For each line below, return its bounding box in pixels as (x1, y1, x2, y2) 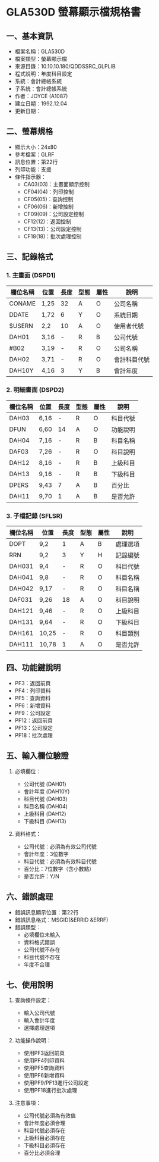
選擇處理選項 (23, 1024, 55, 1032)
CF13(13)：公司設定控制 (23, 225, 82, 232)
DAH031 (9, 562, 34, 570)
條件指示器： (14, 173, 46, 180)
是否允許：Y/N (23, 873, 59, 880)
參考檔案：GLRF (14, 151, 55, 158)
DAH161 (9, 629, 34, 638)
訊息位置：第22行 (14, 158, 58, 165)
